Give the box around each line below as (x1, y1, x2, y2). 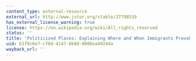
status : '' (6, 30, 33, 36)
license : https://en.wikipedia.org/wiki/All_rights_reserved (6, 24, 158, 31)
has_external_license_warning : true (6, 19, 95, 25)
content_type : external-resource (6, 8, 87, 15)
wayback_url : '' (6, 46, 45, 52)
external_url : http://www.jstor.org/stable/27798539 (6, 14, 137, 20)
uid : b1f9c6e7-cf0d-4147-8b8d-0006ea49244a (6, 41, 114, 47)
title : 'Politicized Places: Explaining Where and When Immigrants (6, 35, 174, 41)
